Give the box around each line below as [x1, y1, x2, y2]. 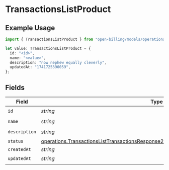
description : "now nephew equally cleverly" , [10, 60, 107, 65]
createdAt [8, 146, 31, 152]
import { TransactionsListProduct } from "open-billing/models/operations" [5, 37, 167, 42]
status [8, 138, 24, 144]
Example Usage [5, 24, 55, 32]
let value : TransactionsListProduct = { [5, 46, 92, 51]
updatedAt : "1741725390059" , [10, 64, 71, 70]
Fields [5, 83, 25, 92]
